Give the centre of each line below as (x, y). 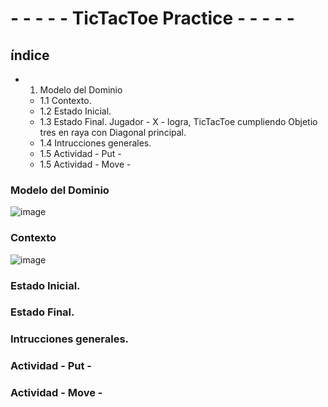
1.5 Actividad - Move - (85, 164)
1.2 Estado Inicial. (75, 111)
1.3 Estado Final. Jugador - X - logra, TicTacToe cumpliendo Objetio (178, 121)
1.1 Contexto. (65, 100)
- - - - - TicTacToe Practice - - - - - (152, 18)
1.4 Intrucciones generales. (95, 143)
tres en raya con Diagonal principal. (113, 132)
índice (30, 55)
